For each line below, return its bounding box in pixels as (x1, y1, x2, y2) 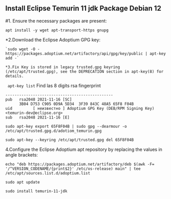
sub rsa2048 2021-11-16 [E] (5, 115, 70, 120)
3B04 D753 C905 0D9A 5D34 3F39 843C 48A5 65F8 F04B (18, 101, 134, 107)
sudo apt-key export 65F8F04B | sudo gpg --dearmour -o (5, 124, 127, 129)
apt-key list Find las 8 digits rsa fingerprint (7, 82, 101, 89)
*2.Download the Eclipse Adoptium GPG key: (5, 36, 101, 43)
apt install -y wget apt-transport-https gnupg (5, 28, 109, 33)
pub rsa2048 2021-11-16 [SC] (5, 97, 72, 102)
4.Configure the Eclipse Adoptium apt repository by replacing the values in (5, 146, 163, 152)
